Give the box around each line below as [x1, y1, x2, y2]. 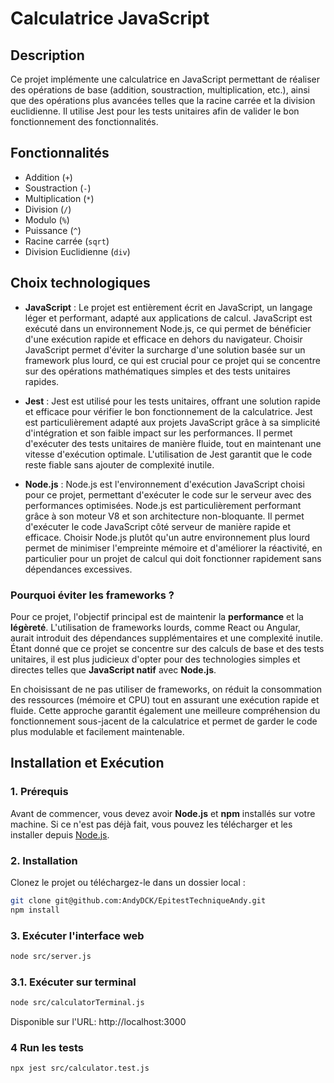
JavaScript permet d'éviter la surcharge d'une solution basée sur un [24, 343, 306, 356]
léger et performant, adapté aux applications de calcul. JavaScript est [24, 312, 313, 324]
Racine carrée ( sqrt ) [24, 235, 110, 247]
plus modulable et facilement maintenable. [10, 725, 185, 737]
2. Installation [10, 853, 78, 867]
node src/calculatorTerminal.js [10, 998, 145, 1008]
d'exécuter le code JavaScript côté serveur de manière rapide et [24, 520, 292, 532]
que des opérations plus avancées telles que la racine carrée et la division [10, 95, 316, 106]
